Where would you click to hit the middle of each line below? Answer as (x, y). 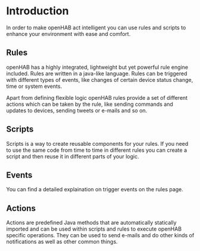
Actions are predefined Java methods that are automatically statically (92, 223)
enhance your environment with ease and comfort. (68, 33)
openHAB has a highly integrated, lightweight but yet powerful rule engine (97, 67)
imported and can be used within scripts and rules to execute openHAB (94, 229)
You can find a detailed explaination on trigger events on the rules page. (95, 189)
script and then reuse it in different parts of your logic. (73, 156)
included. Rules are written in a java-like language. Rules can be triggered (97, 74)
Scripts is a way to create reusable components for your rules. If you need (97, 143)
